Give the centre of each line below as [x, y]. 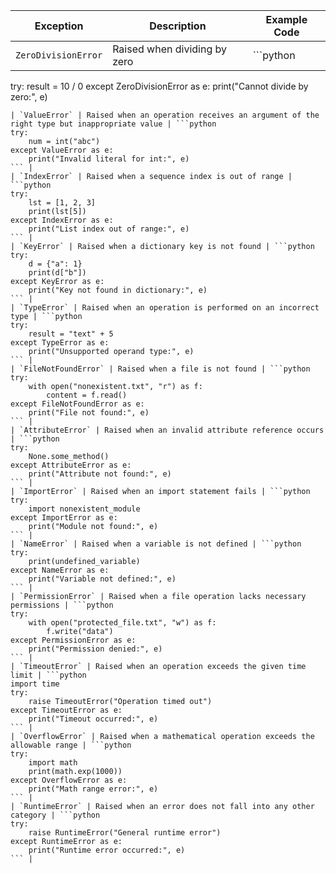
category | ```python [55, 815]
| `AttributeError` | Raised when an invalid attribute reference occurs [167, 430]
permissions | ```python [62, 605]
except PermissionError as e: [73, 640]
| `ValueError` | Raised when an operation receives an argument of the [165, 115]
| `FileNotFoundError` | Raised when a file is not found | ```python [160, 369]
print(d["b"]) [57, 273]
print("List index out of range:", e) [109, 229]
